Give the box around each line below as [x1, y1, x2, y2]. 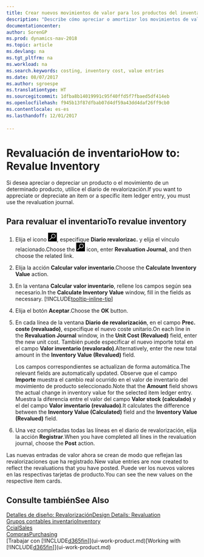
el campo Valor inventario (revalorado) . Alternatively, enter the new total [15, 345, 197, 352]
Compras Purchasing [6, 531, 58, 538]
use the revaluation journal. [6, 199, 75, 206]
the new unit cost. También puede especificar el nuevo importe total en [15, 338, 194, 346]
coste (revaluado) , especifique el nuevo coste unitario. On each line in [15, 325, 191, 333]
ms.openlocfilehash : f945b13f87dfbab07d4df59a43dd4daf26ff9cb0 [6, 100, 170, 106]
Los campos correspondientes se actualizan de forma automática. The [15, 363, 191, 371]
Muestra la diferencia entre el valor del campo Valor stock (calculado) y [15, 396, 196, 403]
